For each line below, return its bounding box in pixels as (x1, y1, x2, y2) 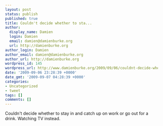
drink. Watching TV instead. (5, 116, 61, 122)
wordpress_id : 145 (5, 61, 42, 66)
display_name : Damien (9, 30, 53, 34)
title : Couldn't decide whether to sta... (5, 20, 92, 26)
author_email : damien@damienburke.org (5, 52, 83, 57)
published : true (5, 16, 38, 21)
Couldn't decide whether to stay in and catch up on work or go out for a (5, 110, 148, 116)
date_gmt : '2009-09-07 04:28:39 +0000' (5, 75, 86, 79)
